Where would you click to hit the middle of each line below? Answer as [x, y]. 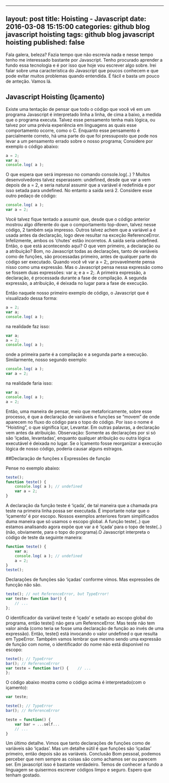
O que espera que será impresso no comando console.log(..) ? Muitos [78, 175]
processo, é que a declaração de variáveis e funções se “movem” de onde [83, 416]
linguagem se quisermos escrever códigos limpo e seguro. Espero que [79, 770]
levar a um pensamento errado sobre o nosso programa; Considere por [79, 141]
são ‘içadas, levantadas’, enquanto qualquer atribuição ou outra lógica [78, 438]
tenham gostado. [23, 775]
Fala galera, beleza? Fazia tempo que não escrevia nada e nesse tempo [79, 54]
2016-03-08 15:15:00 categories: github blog [78, 27]
